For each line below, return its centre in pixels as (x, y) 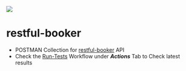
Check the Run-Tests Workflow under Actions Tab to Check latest (98, 56)
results (24, 63)
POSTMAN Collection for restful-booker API (70, 50)
